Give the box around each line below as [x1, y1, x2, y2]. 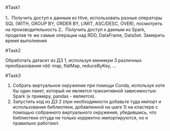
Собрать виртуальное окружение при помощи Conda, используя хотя [12, 82, 165, 88]
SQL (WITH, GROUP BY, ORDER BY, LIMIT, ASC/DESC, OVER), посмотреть [5, 20, 163, 26]
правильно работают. [12, 120, 60, 126]
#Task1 [5, 5, 20, 10]
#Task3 [5, 73, 21, 78]
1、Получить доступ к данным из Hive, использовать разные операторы [5, 15, 162, 21]
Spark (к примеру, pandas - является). [12, 93, 96, 99]
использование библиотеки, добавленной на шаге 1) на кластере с [12, 104, 158, 110]
